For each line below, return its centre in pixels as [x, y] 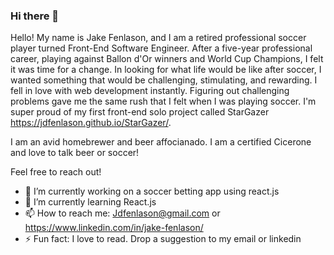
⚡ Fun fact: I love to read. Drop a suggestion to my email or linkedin [163, 239]
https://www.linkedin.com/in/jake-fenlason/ [114, 228]
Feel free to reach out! [56, 172]
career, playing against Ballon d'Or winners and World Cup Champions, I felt [167, 59]
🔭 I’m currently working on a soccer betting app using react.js [152, 191]
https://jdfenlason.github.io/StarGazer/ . [91, 123]
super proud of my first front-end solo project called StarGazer [140, 112]
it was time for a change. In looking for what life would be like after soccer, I [166, 70]
